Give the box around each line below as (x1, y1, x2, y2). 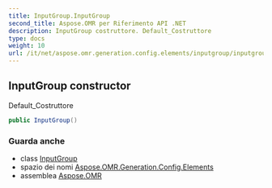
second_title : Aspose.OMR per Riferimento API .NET (8, 19, 186, 27)
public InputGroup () (8, 116, 79, 124)
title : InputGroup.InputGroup (8, 11, 111, 20)
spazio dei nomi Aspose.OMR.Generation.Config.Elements (19, 162, 215, 172)
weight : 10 (8, 42, 45, 50)
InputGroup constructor (8, 79, 131, 93)
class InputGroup (19, 153, 78, 163)
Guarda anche (8, 135, 66, 146)
